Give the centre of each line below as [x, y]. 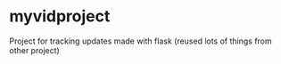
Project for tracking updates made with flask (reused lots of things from [140, 41]
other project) [34, 50]
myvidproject [60, 16]
